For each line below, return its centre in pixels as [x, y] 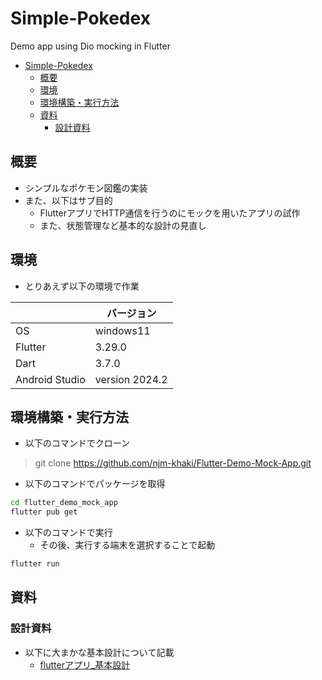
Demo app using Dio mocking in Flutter [90, 46]
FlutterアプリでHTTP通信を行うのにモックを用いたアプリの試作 [170, 213]
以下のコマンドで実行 [68, 533]
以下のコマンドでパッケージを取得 [95, 484]
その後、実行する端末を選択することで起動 [127, 545]
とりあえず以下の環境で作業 [82, 286]
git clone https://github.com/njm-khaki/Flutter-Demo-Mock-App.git [173, 463]
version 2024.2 [131, 379]
